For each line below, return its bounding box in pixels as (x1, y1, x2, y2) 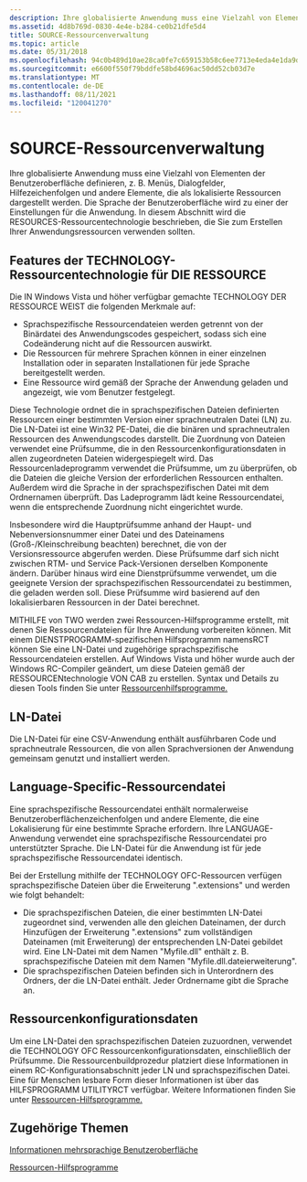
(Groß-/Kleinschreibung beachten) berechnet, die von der (9, 538, 228, 549)
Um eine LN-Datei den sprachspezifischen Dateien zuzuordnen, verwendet (9, 1035, 292, 1047)
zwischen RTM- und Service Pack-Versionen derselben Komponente (9, 559, 269, 570)
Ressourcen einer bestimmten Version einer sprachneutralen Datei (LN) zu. (9, 414, 292, 425)
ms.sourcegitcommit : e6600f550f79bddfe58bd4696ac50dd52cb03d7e (9, 65, 256, 74)
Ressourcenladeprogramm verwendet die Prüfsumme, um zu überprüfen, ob (9, 463, 298, 474)
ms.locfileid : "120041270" (9, 98, 112, 108)
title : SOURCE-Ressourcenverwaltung (9, 30, 149, 39)
